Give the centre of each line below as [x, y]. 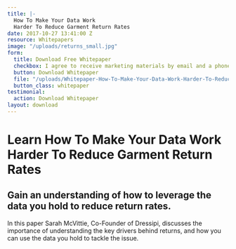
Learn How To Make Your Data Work [114, 140]
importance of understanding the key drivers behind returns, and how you [114, 230]
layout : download [33, 105]
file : [22, 79]
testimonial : [26, 92]
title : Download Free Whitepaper [63, 60]
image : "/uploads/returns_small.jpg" [63, 46]
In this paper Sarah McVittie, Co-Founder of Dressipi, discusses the [105, 223]
